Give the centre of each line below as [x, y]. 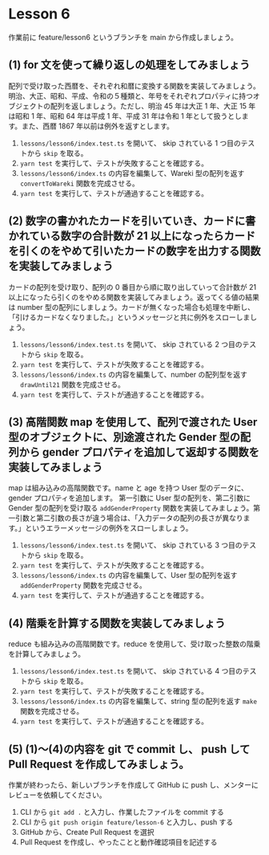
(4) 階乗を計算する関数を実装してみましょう [117, 623]
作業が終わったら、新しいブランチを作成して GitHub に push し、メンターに [133, 785]
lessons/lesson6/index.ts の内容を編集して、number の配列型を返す [134, 374]
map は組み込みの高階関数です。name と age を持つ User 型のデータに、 [128, 488]
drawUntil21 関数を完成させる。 [72, 384]
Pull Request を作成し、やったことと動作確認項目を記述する [118, 842]
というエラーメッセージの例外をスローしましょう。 [109, 528]
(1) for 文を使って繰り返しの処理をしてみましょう [129, 65]
